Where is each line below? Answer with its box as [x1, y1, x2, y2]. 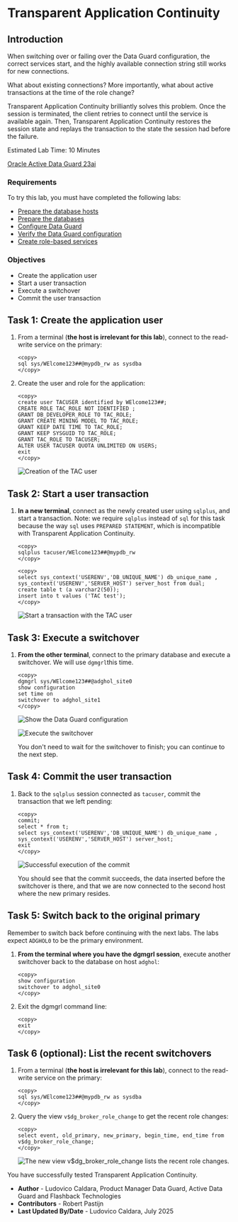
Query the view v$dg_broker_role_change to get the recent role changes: [17, 1112, 229, 1121]
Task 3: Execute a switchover [7, 632, 140, 644]
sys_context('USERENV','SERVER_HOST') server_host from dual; [17, 580, 205, 588]
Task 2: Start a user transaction [7, 488, 149, 500]
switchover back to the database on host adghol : [17, 957, 159, 965]
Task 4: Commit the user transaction [7, 770, 172, 783]
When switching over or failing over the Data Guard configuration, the [7, 52, 210, 60]
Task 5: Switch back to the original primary [7, 909, 200, 922]
